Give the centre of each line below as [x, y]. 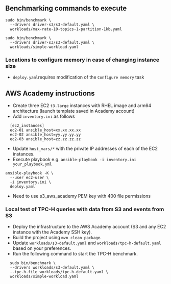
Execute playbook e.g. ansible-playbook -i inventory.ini [75, 159]
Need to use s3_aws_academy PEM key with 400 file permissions [82, 196]
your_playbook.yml [32, 164]
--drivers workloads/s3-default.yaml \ [52, 268]
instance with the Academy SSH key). [52, 232]
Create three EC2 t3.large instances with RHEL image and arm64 [82, 105]
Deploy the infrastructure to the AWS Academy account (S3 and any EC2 [89, 227]
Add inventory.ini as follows [44, 116]
